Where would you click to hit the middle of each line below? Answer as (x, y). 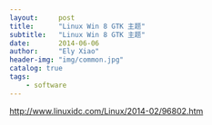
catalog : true (36, 69)
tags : (20, 77)
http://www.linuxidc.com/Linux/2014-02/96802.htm (106, 111)
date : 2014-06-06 (55, 43)
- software (46, 85)
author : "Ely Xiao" (55, 52)
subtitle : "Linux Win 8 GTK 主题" (77, 34)
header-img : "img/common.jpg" (67, 60)
